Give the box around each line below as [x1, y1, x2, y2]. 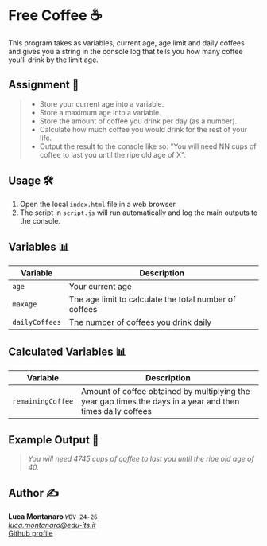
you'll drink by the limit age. [8, 55, 99, 64]
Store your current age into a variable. [39, 99, 164, 108]
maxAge [12, 300, 37, 309]
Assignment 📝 [8, 78, 79, 92]
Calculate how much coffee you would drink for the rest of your [39, 124, 248, 134]
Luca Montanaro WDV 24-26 [8, 511, 98, 521]
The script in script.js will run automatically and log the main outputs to [19, 208, 258, 217]
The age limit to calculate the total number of [68, 294, 236, 305]
